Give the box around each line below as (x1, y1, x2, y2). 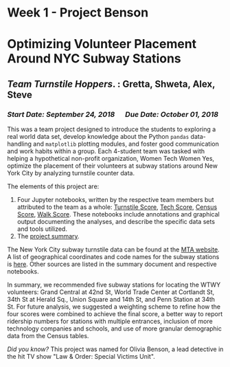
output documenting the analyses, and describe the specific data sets (16, 218, 215, 226)
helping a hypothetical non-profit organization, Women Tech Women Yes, (7, 155, 215, 163)
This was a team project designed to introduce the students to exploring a (7, 125, 216, 133)
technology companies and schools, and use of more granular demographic (7, 324, 222, 333)
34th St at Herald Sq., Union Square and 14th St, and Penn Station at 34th (7, 296, 215, 304)
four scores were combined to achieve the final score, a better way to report (7, 310, 223, 318)
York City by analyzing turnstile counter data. (7, 169, 135, 177)
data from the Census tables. (7, 332, 89, 340)
